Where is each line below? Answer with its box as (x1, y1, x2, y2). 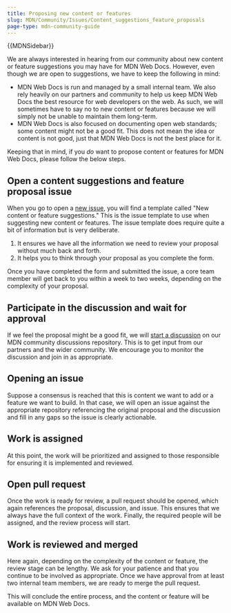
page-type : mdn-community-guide (7, 23, 100, 30)
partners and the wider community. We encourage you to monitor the (7, 346, 204, 353)
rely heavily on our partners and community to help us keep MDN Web (17, 90, 218, 98)
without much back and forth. (17, 247, 101, 255)
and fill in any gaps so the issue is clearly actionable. (7, 413, 157, 421)
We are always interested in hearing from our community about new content (7, 55, 223, 63)
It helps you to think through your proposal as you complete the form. (17, 254, 215, 262)
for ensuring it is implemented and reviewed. (7, 459, 134, 467)
